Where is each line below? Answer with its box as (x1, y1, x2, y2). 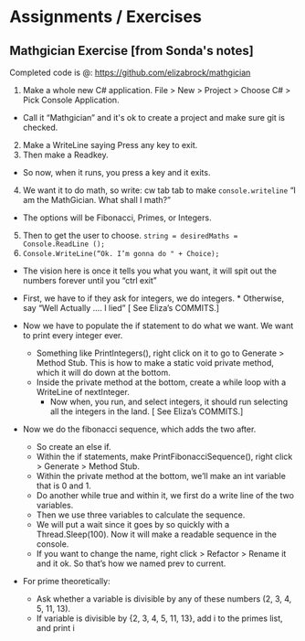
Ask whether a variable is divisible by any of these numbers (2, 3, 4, (36, 593, 292, 604)
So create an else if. (36, 442, 111, 452)
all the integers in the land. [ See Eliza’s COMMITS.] (49, 406, 244, 417)
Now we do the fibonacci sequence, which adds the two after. (22, 423, 257, 434)
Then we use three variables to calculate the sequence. (36, 509, 246, 520)
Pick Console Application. (22, 94, 121, 105)
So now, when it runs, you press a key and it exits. (22, 167, 211, 177)
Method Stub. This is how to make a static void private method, (36, 358, 274, 368)
